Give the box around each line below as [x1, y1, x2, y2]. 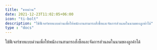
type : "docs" [5, 25, 34, 30]
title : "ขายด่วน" [5, 7, 36, 12]
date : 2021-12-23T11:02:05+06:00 [5, 12, 74, 17]
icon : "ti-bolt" [5, 16, 38, 21]
